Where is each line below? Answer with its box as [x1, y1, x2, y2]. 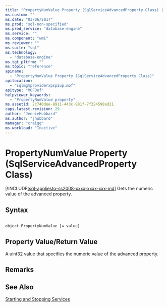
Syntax [5, 206, 28, 214]
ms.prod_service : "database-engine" [5, 26, 82, 31]
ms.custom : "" [5, 12, 35, 17]
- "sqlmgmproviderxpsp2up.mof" [10, 83, 76, 88]
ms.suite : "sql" [5, 45, 39, 50]
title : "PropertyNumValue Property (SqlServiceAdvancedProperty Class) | [5, 7, 164, 13]
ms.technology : [5, 50, 37, 55]
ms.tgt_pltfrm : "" [5, 59, 44, 64]
